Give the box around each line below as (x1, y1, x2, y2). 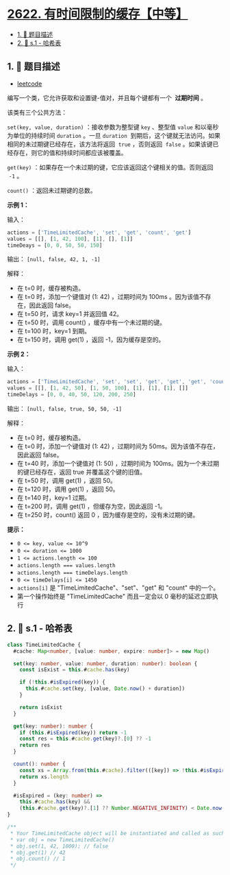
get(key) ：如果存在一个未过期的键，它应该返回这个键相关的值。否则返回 (7, 163, 214, 171)
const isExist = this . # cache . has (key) (19, 667, 130, 673)
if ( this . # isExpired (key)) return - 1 (19, 729, 127, 736)
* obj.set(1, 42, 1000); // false (10, 843, 109, 850)
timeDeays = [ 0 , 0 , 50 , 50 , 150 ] (7, 241, 103, 249)
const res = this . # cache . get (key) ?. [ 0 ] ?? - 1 (19, 735, 152, 743)
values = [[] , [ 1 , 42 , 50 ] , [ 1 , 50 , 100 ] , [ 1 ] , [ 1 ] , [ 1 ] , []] (7, 385, 188, 392)
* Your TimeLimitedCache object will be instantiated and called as (10, 830, 210, 837)
